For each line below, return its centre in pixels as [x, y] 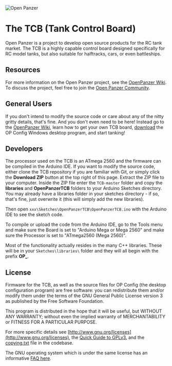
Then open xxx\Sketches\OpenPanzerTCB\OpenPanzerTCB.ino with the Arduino [86, 209]
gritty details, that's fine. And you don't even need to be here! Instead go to [85, 122]
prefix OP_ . [17, 256]
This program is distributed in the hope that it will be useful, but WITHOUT [84, 311]
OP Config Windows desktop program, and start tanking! [65, 132]
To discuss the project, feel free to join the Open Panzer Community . [78, 88]
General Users [29, 104]
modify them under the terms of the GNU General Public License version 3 [84, 296]
